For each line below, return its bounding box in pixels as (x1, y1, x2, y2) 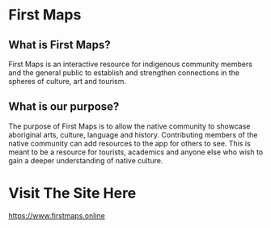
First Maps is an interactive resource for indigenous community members (8, 59, 253, 69)
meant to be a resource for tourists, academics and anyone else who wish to (8, 147, 264, 157)
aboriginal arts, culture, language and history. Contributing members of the (8, 129, 258, 139)
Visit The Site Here (8, 184, 137, 202)
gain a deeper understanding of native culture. (8, 155, 163, 165)
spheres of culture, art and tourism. (8, 77, 127, 86)
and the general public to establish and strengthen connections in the (8, 68, 240, 78)
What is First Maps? (8, 38, 111, 52)
